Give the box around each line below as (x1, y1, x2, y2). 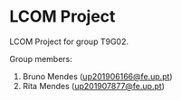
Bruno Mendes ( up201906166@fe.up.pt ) (22, 70, 174, 82)
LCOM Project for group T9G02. (9, 36, 129, 47)
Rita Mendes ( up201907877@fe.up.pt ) (22, 80, 166, 91)
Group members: (9, 53, 72, 64)
